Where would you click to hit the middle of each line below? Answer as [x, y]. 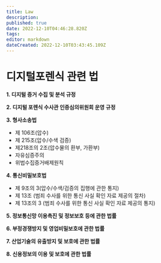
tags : [13, 34]
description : [23, 17]
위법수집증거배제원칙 [39, 162]
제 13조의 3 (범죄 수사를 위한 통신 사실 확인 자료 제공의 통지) [85, 203]
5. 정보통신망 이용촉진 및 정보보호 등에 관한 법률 [62, 216]
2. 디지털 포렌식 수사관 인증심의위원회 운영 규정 [61, 107]
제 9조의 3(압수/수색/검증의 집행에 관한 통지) [67, 188]
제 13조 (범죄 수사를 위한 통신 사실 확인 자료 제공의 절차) [80, 195]
